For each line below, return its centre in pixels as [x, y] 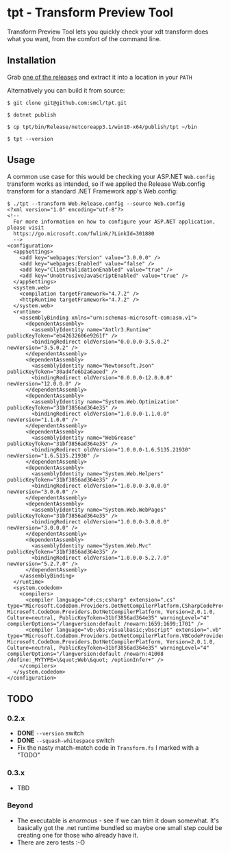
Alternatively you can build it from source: [66, 90]
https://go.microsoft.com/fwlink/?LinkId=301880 [84, 234]
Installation [31, 61]
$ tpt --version [30, 139]
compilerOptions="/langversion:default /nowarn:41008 [86, 654]
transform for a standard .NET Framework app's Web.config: [92, 191]
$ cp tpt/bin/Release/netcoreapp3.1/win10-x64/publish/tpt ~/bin [102, 127]
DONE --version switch [50, 733]
